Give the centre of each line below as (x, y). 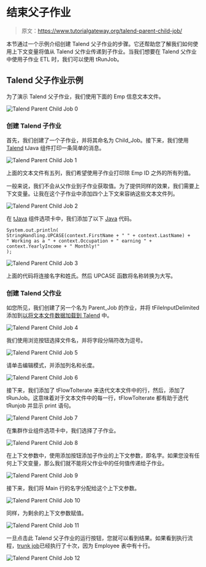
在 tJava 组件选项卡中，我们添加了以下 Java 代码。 (71, 219)
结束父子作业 (39, 13)
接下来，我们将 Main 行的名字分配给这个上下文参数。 (73, 488)
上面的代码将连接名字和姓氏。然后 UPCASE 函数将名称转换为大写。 (91, 276)
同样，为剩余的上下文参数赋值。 (47, 513)
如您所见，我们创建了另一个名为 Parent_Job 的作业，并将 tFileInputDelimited (103, 308)
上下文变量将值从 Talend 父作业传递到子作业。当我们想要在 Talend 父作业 (104, 51)
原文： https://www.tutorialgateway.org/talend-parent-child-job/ (102, 31)
